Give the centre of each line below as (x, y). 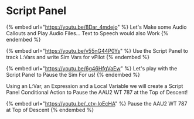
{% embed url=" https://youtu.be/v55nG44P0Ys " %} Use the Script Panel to (97, 50)
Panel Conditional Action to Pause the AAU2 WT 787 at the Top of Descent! (97, 92)
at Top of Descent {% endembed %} (50, 110)
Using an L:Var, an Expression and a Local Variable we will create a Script (95, 86)
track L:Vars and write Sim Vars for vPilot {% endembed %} (78, 57)
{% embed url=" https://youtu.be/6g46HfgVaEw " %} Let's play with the (92, 68)
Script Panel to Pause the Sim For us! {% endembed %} (73, 74)
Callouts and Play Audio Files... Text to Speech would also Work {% (87, 33)
